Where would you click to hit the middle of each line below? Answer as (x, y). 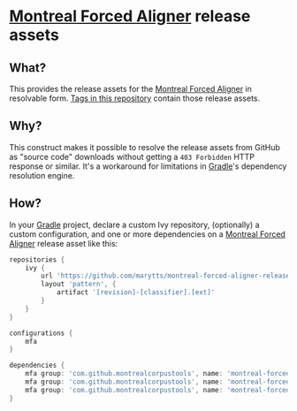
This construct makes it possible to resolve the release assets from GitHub (145, 147)
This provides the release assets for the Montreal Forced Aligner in (130, 89)
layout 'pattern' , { (79, 285)
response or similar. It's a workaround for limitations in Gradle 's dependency (148, 166)
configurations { (41, 333)
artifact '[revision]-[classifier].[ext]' (136, 293)
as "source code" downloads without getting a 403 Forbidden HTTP (132, 156)
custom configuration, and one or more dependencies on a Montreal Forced (147, 234)
